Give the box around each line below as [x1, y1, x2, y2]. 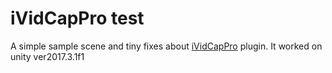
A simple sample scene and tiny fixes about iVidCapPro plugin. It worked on [10, 40, 323, 52]
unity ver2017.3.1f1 [10, 50, 85, 62]
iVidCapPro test [10, 7, 145, 30]
